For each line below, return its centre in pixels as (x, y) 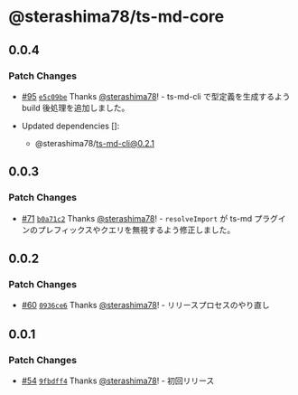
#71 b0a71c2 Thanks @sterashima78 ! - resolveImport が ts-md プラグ (150, 218)
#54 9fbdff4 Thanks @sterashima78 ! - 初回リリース (118, 381)
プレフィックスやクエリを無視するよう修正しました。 (136, 230)
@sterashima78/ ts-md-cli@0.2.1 (95, 143)
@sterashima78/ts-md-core (116, 17)
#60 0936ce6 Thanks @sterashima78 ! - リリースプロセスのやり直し (145, 306)
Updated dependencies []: (70, 126)
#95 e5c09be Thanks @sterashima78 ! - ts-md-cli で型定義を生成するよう (156, 96)
